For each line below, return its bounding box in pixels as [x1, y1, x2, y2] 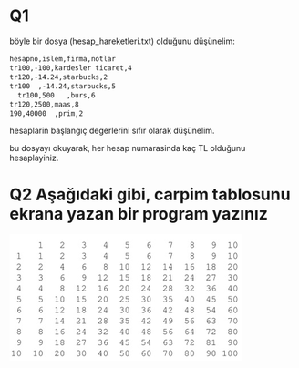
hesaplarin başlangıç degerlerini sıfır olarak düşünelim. [9, 125, 215, 136]
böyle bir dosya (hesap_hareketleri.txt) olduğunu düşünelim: [9, 36, 235, 46]
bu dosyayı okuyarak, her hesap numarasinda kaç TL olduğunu [9, 142, 246, 153]
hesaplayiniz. [9, 152, 59, 163]
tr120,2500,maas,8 [9, 99, 79, 109]
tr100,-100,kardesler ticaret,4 [9, 63, 132, 73]
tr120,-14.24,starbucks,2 [9, 72, 108, 82]
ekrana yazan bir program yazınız [9, 204, 269, 224]
